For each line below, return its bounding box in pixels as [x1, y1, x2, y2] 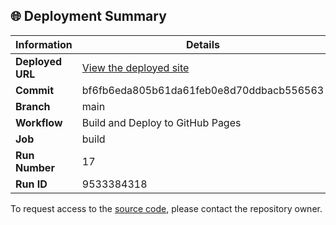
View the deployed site [81, 60, 190, 74]
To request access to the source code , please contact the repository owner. [10, 202, 323, 214]
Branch [15, 99, 51, 113]
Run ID [15, 177, 48, 191]
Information [15, 37, 73, 51]
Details [186, 37, 220, 51]
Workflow [15, 115, 63, 129]
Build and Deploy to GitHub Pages [81, 115, 242, 129]
